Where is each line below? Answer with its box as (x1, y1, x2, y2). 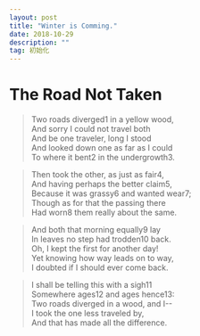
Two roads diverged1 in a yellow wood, (30, 114, 174, 125)
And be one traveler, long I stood (30, 133, 152, 143)
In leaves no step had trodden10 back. (30, 234, 171, 245)
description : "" (9, 37, 70, 47)
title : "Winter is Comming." (9, 21, 118, 30)
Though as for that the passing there (30, 198, 167, 209)
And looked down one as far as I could (30, 143, 173, 153)
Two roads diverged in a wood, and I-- (30, 299, 173, 309)
